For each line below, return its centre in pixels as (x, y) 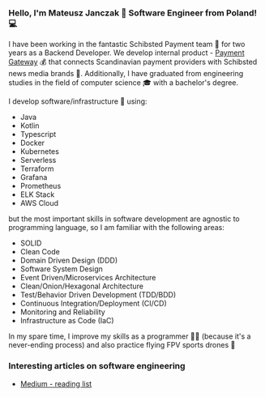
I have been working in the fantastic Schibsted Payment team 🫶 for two (127, 45)
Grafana (34, 177)
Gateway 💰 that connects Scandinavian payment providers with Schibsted (133, 62)
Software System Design (62, 269)
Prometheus (41, 186)
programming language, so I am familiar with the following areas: (117, 228)
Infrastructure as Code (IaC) (67, 321)
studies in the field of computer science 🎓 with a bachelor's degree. (124, 83)
